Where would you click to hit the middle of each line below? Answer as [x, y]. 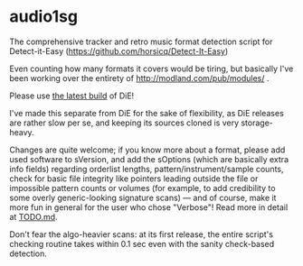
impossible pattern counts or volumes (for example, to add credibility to [142, 188]
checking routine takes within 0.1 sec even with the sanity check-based [142, 243]
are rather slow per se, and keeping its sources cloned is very [124, 123]
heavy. [22, 132]
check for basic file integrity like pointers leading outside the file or [134, 179]
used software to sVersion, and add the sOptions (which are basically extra [149, 159]
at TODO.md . [33, 216]
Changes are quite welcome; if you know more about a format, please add [147, 150]
